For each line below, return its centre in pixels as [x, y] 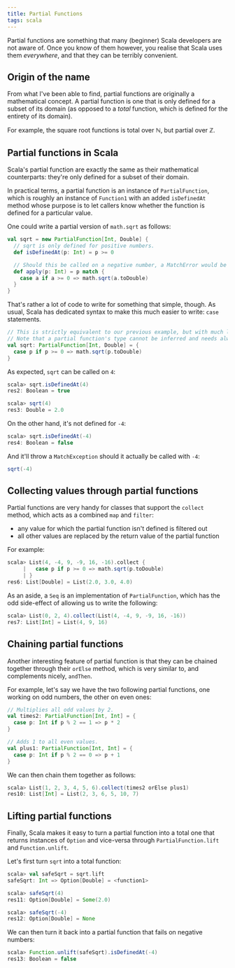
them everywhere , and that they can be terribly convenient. [93, 55]
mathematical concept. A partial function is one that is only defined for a [111, 102]
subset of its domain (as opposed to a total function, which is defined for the [117, 109]
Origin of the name [49, 77]
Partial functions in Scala [63, 152]
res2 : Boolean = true [39, 391]
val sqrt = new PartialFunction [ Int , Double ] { [78, 240]
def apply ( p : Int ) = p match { [59, 271]
